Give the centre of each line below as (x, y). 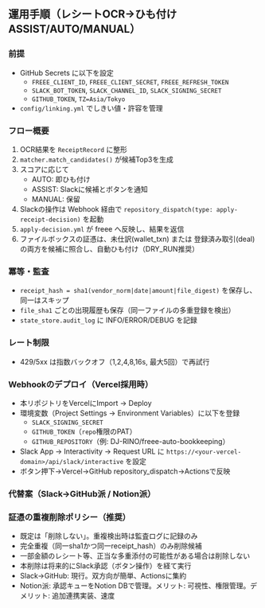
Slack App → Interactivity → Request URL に (92, 451)
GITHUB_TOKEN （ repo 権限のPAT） (84, 431)
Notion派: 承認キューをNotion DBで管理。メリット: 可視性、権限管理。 (135, 586)
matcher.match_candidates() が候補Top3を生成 (96, 159)
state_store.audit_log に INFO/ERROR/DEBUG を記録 (108, 320)
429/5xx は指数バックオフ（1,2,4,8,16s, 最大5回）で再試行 (115, 361)
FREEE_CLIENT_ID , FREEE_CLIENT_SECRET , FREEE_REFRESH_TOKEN (130, 81)
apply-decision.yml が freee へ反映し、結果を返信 (102, 228)
